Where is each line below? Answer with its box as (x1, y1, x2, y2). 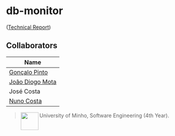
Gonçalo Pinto (9, 68, 48, 76)
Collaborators (6, 41, 58, 51)
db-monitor (6, 4, 63, 18)
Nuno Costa (9, 97, 42, 105)
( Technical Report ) (6, 24, 51, 31)
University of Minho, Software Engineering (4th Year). (39, 112, 169, 119)
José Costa (9, 87, 41, 95)
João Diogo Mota (9, 78, 57, 86)
